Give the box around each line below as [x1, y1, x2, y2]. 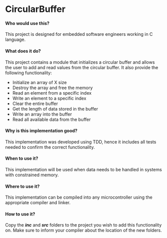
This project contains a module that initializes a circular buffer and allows [5, 59, 155, 65]
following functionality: [5, 70, 52, 76]
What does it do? [5, 48, 41, 54]
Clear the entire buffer [12, 101, 58, 107]
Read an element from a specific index [12, 90, 92, 96]
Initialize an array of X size [12, 79, 67, 85]
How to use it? [5, 211, 35, 217]
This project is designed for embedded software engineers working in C [5, 31, 153, 37]
